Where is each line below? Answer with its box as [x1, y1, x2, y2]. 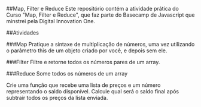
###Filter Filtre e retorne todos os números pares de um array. [6, 59, 160, 65]
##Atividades [6, 29, 39, 36]
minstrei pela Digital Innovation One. [6, 18, 96, 24]
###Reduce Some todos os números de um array [6, 70, 128, 77]
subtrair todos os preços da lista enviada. [6, 95, 108, 101]
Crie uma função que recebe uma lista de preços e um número [6, 81, 161, 89]
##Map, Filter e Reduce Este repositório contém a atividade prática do [6, 5, 179, 12]
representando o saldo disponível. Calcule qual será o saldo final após [6, 88, 179, 95]
